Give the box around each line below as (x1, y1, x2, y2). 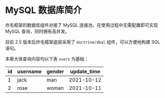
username (17, 68, 42, 75)
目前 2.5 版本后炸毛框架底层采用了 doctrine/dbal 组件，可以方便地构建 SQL (5, 38, 161, 45)
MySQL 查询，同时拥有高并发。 (5, 28, 70, 34)
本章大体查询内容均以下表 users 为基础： (5, 55, 89, 61)
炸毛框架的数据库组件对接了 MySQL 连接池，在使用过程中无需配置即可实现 (5, 22, 159, 28)
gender (46, 68, 64, 75)
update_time (70, 68, 101, 75)
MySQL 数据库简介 (5, 4, 82, 16)
